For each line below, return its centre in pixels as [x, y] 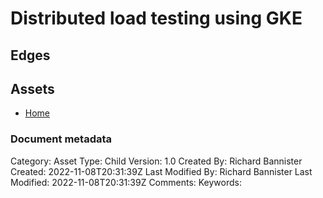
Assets [32, 88]
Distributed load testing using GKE [156, 18]
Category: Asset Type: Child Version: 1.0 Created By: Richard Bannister [156, 161]
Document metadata [61, 139]
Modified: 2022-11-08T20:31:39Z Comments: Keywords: [126, 182]
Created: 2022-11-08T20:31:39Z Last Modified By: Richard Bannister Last [161, 171]
